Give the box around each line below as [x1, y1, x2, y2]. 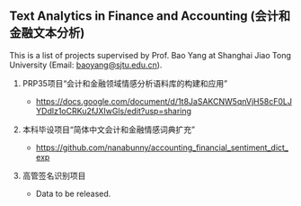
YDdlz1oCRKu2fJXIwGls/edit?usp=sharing [35, 105, 191, 116]
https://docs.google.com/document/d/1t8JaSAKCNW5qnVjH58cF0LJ [35, 95, 292, 106]
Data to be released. [35, 188, 111, 199]
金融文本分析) [9, 25, 85, 40]
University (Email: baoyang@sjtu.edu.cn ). [9, 59, 163, 70]
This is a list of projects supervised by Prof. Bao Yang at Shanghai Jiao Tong [9, 49, 292, 60]
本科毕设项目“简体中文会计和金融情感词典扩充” [22, 124, 196, 135]
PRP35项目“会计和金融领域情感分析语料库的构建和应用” [22, 77, 227, 88]
